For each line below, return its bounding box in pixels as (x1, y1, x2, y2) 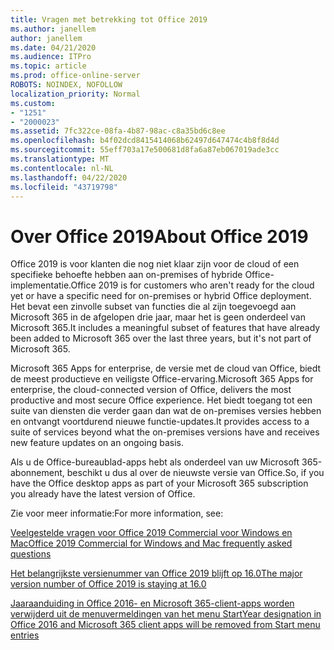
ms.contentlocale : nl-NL (10, 163, 114, 173)
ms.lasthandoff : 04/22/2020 (10, 172, 128, 183)
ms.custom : (10, 98, 56, 108)
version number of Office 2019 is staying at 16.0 (10, 578, 207, 590)
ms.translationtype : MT (10, 154, 110, 164)
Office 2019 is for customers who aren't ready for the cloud (70, 279, 315, 291)
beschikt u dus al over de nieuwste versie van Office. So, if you (66, 467, 325, 479)
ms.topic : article (10, 61, 87, 71)
